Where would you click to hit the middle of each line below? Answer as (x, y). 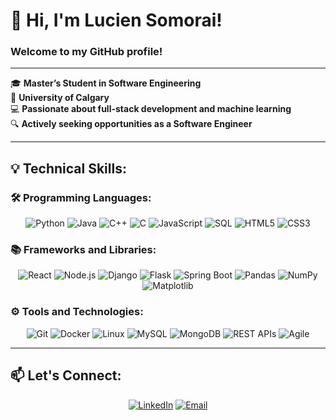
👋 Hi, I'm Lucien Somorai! (116, 20)
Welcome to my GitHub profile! (86, 52)
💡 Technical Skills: (68, 168)
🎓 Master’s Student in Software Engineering (106, 83)
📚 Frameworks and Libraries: (83, 250)
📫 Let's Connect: (66, 375)
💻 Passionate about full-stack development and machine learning (151, 109)
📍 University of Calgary (60, 98)
